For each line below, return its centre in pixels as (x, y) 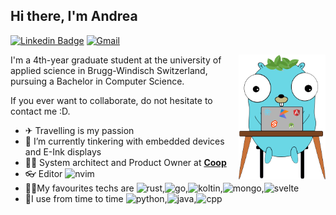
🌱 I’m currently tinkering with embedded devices (124, 141)
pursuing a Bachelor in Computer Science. (97, 81)
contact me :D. (40, 111)
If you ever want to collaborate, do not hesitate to (111, 100)
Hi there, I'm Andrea (74, 16)
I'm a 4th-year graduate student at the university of (116, 60)
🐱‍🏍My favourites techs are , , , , (144, 188)
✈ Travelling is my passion (79, 130)
